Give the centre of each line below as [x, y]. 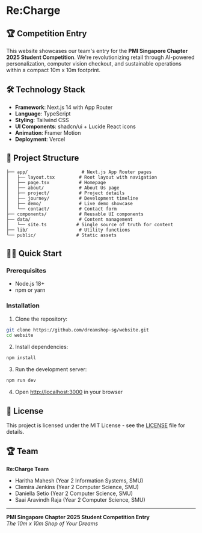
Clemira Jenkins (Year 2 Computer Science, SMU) [77, 487]
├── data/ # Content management [70, 219]
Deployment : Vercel [40, 139]
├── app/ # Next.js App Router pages [79, 172]
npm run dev [21, 380]
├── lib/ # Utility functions [68, 230]
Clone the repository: [41, 319]
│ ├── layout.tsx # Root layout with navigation [82, 177]
